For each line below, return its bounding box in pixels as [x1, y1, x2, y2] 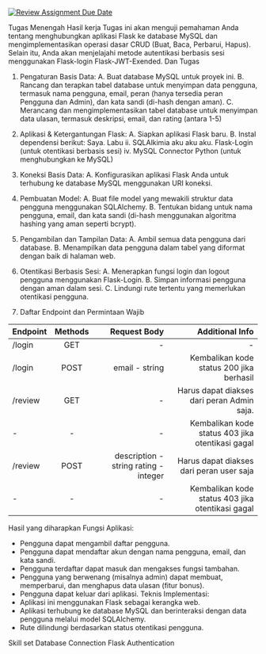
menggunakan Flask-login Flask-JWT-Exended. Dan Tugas [8, 56, 200, 66]
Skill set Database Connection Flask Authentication [8, 638, 175, 648]
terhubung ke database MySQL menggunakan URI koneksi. [19, 178, 213, 188]
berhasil [223, 373, 254, 383]
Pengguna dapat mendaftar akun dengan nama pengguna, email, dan [19, 547, 246, 556]
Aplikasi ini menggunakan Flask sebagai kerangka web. [19, 598, 200, 606]
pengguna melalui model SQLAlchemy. [19, 614, 146, 624]
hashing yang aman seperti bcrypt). [19, 219, 137, 228]
